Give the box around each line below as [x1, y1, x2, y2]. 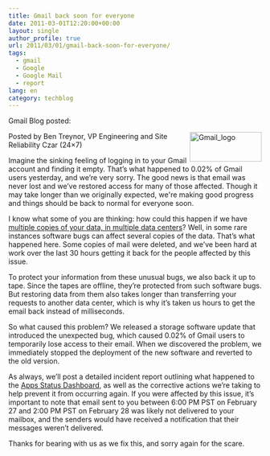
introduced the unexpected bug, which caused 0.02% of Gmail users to [8, 331, 245, 340]
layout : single [8, 27, 59, 35]
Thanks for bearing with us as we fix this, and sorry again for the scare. [8, 439, 245, 449]
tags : [8, 49, 27, 57]
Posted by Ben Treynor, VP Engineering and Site [8, 132, 168, 142]
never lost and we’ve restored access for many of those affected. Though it [8, 182, 258, 191]
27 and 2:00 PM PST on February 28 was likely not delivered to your [8, 406, 235, 416]
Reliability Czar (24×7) [8, 140, 83, 150]
